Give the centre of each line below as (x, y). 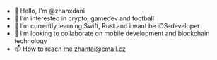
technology (30, 41)
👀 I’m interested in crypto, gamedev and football (84, 18)
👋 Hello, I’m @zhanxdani (49, 11)
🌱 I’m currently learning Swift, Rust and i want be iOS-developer (107, 26)
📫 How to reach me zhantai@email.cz (70, 49)
